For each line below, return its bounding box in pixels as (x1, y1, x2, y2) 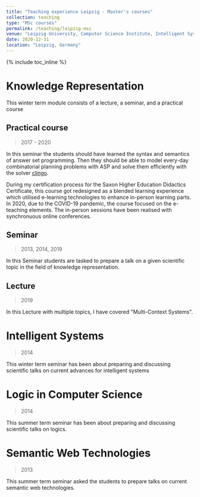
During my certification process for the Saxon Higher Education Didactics (6, 180, 186, 188)
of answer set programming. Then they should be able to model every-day (6, 157, 189, 164)
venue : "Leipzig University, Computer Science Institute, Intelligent (6, 31, 185, 37)
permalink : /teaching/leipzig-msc (6, 25, 92, 32)
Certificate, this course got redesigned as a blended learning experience (6, 187, 185, 194)
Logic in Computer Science (6, 388, 143, 401)
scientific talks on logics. (6, 425, 67, 433)
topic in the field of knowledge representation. (6, 263, 120, 271)
